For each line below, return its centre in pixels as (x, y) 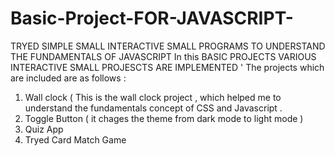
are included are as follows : (68, 78)
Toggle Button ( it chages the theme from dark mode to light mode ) (164, 118)
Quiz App (44, 129)
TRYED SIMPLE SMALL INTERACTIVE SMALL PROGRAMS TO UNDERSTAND (168, 46)
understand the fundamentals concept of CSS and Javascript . (153, 108)
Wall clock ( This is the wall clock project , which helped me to (153, 97)
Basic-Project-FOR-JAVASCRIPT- (152, 18)
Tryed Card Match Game (75, 139)
